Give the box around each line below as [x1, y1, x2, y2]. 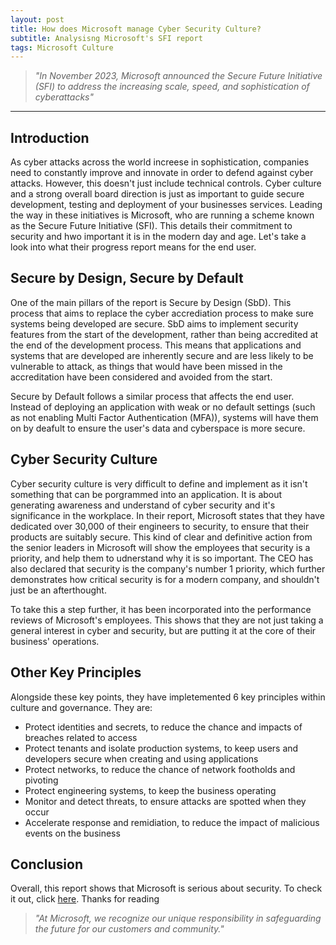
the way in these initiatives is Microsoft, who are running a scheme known [10, 209, 315, 221]
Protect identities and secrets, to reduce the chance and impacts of [24, 721, 303, 733]
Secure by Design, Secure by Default [10, 270, 244, 287]
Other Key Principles [10, 664, 142, 681]
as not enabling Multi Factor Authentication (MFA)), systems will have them [10, 411, 319, 423]
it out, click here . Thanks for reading [10, 893, 160, 905]
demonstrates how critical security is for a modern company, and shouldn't [10, 573, 320, 585]
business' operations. [10, 635, 100, 647]
